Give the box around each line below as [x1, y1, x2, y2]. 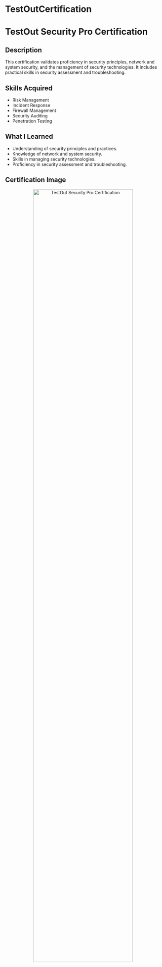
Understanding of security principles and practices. [12, 145, 118, 152]
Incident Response [12, 103, 50, 108]
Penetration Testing [12, 118, 52, 124]
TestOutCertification [5, 3, 92, 15]
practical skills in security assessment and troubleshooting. [5, 69, 126, 75]
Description [5, 46, 42, 54]
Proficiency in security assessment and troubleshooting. [12, 161, 127, 167]
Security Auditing [12, 113, 48, 118]
